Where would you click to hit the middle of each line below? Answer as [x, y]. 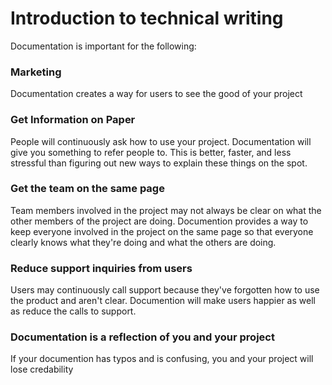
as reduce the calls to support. [73, 311]
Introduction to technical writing [147, 18]
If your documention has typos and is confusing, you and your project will [162, 359]
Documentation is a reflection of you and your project [142, 337]
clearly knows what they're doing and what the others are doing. [143, 242]
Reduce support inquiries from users [101, 268]
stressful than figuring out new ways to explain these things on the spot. [159, 163]
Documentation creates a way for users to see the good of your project [156, 94]
